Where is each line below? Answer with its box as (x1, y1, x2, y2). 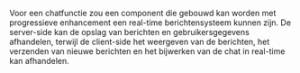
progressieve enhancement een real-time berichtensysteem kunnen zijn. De (9, 17, 291, 28)
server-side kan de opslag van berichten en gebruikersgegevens (9, 27, 250, 37)
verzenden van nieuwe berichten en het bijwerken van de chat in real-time (9, 46, 286, 57)
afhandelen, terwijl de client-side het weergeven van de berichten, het (9, 36, 270, 47)
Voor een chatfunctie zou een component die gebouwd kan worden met (9, 8, 277, 18)
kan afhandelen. (9, 56, 69, 66)
